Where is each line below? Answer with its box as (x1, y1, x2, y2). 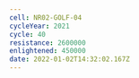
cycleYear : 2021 (9, 22, 70, 30)
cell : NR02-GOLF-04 (9, 13, 83, 22)
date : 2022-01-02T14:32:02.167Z (9, 55, 130, 64)
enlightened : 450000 (9, 47, 87, 56)
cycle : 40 (9, 30, 47, 39)
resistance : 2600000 (9, 38, 87, 48)
